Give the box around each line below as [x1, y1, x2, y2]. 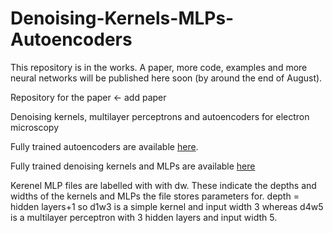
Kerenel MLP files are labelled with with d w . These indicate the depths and [10, 179, 317, 191]
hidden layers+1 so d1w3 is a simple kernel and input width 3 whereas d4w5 [10, 200, 324, 212]
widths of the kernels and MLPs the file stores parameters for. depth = [10, 190, 300, 202]
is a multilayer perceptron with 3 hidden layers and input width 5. [10, 211, 278, 223]
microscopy [10, 121, 60, 133]
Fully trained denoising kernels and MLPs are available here [10, 160, 256, 172]
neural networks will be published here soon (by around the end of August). [10, 72, 323, 84]
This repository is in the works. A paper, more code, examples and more [10, 61, 308, 73]
